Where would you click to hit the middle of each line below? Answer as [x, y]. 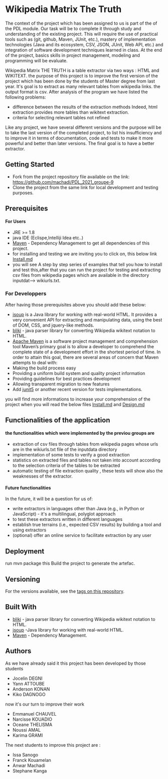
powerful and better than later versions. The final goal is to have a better [80, 143]
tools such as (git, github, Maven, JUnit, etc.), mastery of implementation [80, 39]
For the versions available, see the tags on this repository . [65, 591]
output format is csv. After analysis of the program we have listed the [76, 92]
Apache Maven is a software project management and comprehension [85, 341]
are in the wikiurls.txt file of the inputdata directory [65, 449]
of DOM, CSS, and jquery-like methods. [53, 325]
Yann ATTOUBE [29, 683]
